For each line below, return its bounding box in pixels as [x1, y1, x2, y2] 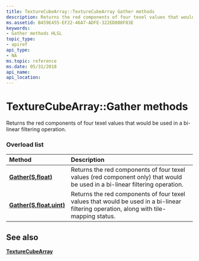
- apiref [6, 42, 28, 48]
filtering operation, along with [70, 205, 153, 213]
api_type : [6, 47, 31, 53]
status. [97, 212, 115, 220]
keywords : [6, 25, 31, 31]
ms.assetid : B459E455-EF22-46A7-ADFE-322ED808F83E [6, 19, 134, 25]
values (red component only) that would [70, 173, 182, 181]
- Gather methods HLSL [6, 31, 62, 37]
